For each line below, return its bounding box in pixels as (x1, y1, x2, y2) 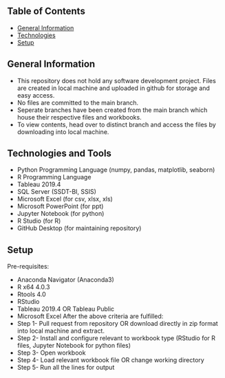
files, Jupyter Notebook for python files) (17, 342, 131, 350)
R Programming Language (17, 173, 92, 181)
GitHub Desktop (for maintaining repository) (17, 224, 142, 232)
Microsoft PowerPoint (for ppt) (17, 202, 104, 210)
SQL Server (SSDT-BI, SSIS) (17, 188, 96, 196)
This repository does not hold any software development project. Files (17, 76, 217, 85)
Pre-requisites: (7, 263, 50, 271)
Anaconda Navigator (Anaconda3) (17, 276, 115, 284)
